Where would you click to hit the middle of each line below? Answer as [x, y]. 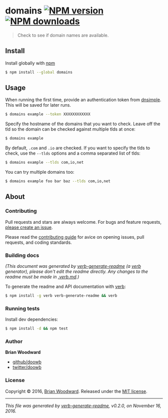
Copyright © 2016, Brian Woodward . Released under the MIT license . [76, 391]
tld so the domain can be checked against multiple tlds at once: [70, 129]
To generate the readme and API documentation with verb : [65, 286]
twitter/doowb [27, 367]
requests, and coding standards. [38, 242]
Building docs [22, 255]
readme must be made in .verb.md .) [42, 277]
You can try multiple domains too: [40, 172]
